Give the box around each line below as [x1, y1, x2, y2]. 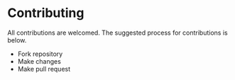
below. [7, 35, 27, 44]
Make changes [17, 57, 62, 65]
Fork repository [17, 50, 63, 58]
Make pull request [17, 64, 71, 73]
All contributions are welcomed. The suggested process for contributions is [7, 28, 229, 37]
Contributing [7, 5, 84, 21]
